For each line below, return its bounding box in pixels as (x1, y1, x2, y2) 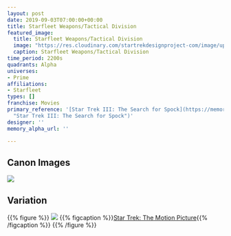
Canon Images (7, 156, 71, 169)
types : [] (7, 94, 36, 100)
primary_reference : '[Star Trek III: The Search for (7, 106, 162, 113)
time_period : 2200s (7, 55, 63, 62)
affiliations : (7, 81, 48, 87)
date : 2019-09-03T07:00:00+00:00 (7, 17, 103, 23)
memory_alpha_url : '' (7, 125, 69, 132)
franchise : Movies (7, 100, 60, 107)
